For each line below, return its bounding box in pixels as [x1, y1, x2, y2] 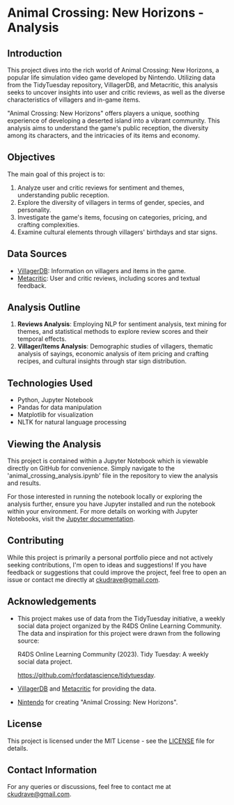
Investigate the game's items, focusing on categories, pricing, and [17, 213, 208, 221]
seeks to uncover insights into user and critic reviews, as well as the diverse [7, 89, 225, 96]
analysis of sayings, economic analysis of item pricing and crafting [17, 350, 209, 358]
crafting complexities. [17, 220, 80, 229]
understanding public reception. [17, 190, 110, 199]
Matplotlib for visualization [17, 411, 94, 419]
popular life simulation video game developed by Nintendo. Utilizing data [7, 73, 216, 82]
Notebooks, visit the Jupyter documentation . [7, 514, 136, 523]
